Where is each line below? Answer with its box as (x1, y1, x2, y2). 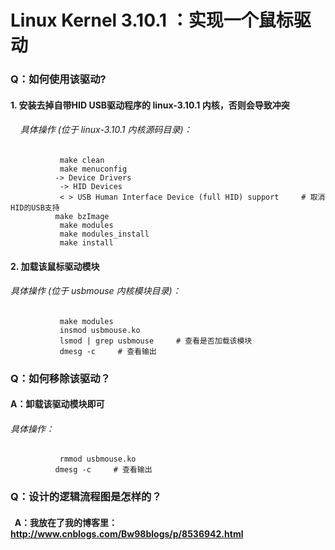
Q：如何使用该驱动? (10, 72, 107, 86)
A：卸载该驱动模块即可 (10, 398, 105, 410)
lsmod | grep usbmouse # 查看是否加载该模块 (59, 336, 253, 346)
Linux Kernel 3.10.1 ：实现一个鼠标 (10, 9, 294, 32)
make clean (59, 155, 105, 165)
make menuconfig (59, 164, 128, 174)
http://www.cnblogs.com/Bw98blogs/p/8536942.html (10, 527, 244, 540)
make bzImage (54, 211, 110, 221)
